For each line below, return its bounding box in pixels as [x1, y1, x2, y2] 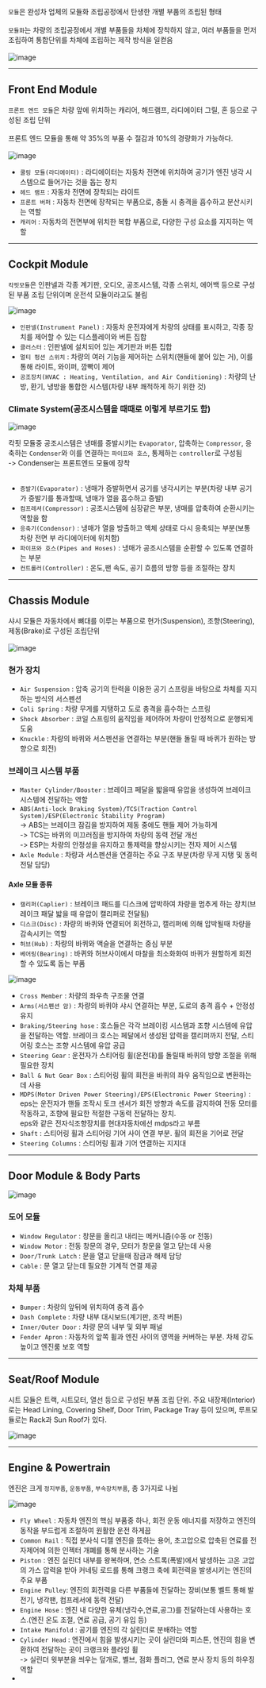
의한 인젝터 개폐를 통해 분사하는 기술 [47, 1545, 160, 1555]
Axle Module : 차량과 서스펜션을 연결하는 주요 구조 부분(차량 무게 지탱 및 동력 [19, 850, 257, 859]
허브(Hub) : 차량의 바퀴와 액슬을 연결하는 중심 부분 [19, 938, 173, 948]
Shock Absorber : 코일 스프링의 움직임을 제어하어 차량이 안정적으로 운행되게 [19, 714, 253, 724]
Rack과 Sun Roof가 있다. [28, 1415, 107, 1424]
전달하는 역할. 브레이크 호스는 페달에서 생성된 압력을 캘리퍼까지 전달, [28, 1030, 240, 1040]
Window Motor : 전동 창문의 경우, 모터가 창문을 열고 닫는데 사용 [19, 1241, 212, 1250]
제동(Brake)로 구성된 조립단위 [8, 626, 101, 635]
